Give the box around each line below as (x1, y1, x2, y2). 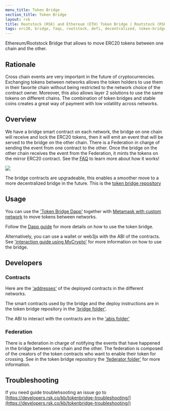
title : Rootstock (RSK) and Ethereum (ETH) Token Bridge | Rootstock (5, 21, 155, 27)
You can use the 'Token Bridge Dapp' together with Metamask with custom (5, 208, 161, 214)
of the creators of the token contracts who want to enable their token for (5, 350, 156, 357)
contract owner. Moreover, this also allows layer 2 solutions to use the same (5, 90, 163, 96)
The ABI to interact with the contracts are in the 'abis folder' (5, 316, 130, 322)
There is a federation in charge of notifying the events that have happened (5, 340, 160, 346)
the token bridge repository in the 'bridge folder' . (5, 306, 107, 312)
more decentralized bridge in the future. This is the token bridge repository (5, 180, 161, 186)
